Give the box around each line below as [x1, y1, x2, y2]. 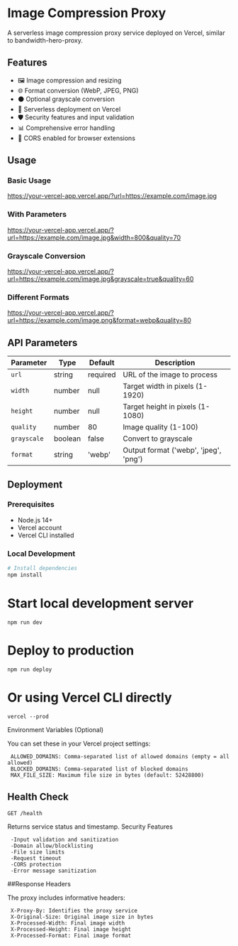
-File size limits [10, 848, 65, 856]
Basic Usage [7, 176, 52, 186]
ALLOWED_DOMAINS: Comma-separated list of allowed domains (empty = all [10, 753, 230, 760]
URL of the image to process [123, 370, 218, 380]
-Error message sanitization [10, 867, 97, 874]
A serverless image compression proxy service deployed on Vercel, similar [7, 28, 225, 37]
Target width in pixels [123, 382, 194, 392]
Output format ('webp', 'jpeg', [123, 446, 222, 456]
